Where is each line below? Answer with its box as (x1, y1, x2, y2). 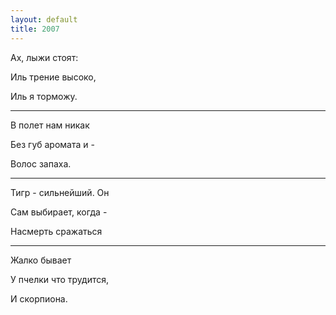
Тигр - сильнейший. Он (10, 186, 110, 198)
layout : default (10, 14, 78, 25)
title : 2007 (10, 24, 60, 34)
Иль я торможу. (10, 90, 78, 102)
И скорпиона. (10, 292, 68, 305)
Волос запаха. (10, 157, 72, 170)
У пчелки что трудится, (10, 273, 109, 285)
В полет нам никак (10, 119, 90, 131)
